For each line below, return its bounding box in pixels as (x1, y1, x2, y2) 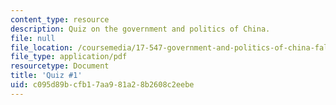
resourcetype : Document (10, 61, 110, 71)
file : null (10, 33, 56, 43)
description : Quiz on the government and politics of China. (10, 24, 271, 34)
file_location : (10, 42, 74, 53)
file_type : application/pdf (10, 52, 128, 62)
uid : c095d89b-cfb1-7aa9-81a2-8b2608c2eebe (10, 80, 195, 90)
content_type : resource (10, 14, 110, 25)
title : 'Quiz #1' (10, 71, 83, 81)
